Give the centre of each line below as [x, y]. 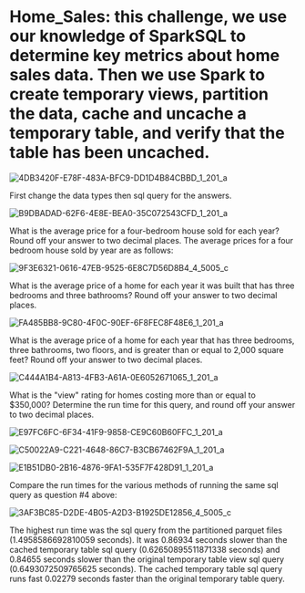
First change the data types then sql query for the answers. [121, 195]
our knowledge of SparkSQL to [128, 36]
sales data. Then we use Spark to [137, 75]
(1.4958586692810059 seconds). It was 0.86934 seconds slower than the [148, 539]
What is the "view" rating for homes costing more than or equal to [133, 395]
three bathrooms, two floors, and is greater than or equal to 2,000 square [147, 349]
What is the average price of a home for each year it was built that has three [152, 286]
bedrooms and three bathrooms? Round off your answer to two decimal [143, 295]
